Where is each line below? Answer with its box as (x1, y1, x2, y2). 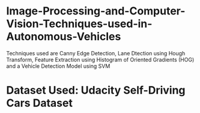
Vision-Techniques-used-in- (6, 17, 153, 31)
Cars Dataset (6, 96, 73, 110)
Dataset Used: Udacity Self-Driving (6, 84, 186, 97)
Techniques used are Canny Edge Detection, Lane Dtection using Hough (6, 49, 186, 56)
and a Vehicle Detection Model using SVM (6, 62, 111, 70)
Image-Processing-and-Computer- (6, 4, 186, 18)
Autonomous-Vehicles (6, 30, 121, 43)
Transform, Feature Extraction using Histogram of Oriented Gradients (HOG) (6, 56, 195, 63)
